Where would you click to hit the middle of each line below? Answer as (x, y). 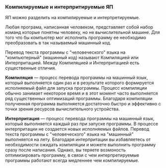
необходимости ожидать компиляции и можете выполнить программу (81, 145)
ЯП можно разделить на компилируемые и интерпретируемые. (73, 18)
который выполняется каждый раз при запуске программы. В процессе (82, 124)
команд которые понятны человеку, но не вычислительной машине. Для (83, 33)
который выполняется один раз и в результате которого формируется (80, 83)
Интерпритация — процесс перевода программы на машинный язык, (80, 119)
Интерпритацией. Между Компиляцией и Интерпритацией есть (72, 63)
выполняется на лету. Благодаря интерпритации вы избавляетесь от (78, 139)
